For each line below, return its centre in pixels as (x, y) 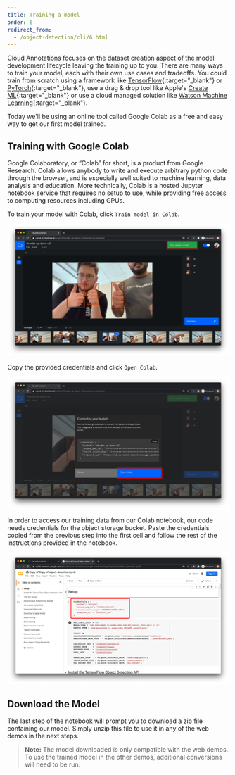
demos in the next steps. (43, 736)
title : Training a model (44, 15)
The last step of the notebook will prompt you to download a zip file (105, 721)
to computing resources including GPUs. (66, 201)
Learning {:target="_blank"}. (47, 103)
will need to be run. (52, 764)
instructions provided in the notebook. (63, 543)
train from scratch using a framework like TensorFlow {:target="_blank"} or (115, 80)
